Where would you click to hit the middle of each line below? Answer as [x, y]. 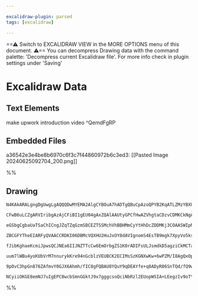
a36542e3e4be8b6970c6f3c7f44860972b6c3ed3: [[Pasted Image [87, 155]
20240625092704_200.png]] [42, 161]
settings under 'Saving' [34, 63]
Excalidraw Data [47, 87]
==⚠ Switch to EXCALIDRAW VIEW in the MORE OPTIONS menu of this [93, 44]
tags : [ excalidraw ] [30, 22]
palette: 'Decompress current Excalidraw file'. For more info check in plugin [98, 56]
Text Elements [33, 109]
